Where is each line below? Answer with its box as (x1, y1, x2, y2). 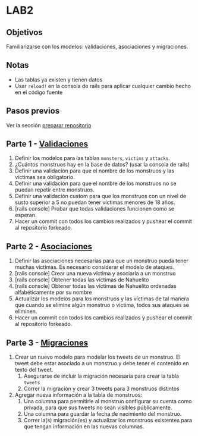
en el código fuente (14, 89, 63, 96)
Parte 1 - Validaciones (6, 139, 89, 149)
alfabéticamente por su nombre (14, 289, 92, 296)
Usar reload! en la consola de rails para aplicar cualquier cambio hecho (14, 82, 191, 89)
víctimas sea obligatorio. (14, 174, 76, 181)
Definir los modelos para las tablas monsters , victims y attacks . (14, 155, 171, 162)
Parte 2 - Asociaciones (6, 241, 93, 252)
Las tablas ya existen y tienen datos (14, 76, 103, 83)
